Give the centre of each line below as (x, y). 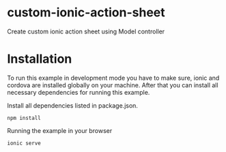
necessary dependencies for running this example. (79, 92)
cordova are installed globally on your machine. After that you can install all (113, 85)
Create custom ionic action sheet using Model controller (86, 31)
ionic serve (24, 143)
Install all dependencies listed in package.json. (73, 105)
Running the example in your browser (60, 130)
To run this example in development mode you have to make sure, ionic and (113, 78)
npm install (24, 118)
